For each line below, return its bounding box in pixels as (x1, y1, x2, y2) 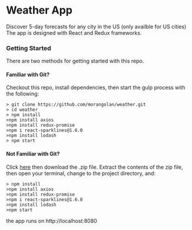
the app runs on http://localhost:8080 (6, 217, 97, 224)
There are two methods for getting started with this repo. (6, 57, 144, 65)
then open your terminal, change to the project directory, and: (6, 169, 156, 177)
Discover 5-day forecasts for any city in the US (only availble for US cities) (6, 23, 187, 30)
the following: (6, 90, 39, 97)
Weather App (6, 4, 72, 17)
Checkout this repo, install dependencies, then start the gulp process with (6, 84, 186, 91)
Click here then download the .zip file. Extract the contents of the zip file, (6, 163, 183, 170)
